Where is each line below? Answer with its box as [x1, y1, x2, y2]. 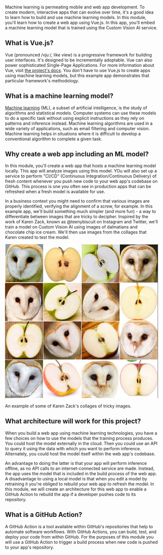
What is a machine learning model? [5, 92, 114, 100]
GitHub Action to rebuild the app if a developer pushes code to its [5, 491, 136, 497]
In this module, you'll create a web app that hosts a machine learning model [5, 163, 156, 169]
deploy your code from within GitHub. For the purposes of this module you [5, 534, 154, 540]
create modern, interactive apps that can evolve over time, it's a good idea [5, 9, 154, 15]
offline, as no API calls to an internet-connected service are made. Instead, [5, 465, 155, 471]
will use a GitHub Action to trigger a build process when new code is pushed [5, 539, 158, 545]
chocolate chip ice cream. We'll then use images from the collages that [5, 229, 147, 235]
